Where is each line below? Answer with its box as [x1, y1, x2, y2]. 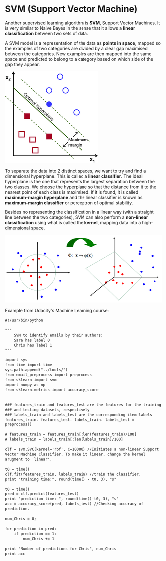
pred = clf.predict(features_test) [5, 491, 79, 496]
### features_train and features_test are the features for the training [5, 402, 162, 407]
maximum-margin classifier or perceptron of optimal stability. [5, 200, 133, 206]
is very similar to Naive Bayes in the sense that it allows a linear [5, 25, 135, 31]
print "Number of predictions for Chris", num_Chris [5, 546, 117, 551]
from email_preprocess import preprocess [5, 372, 92, 377]
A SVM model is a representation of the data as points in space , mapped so [5, 40, 161, 46]
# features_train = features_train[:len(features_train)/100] [5, 432, 137, 437]
